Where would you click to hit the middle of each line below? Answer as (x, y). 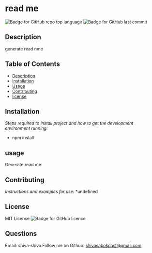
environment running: (26, 128)
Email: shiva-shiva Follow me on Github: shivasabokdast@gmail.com (73, 245)
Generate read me (23, 165)
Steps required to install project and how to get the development (69, 123)
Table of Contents (33, 64)
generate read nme (24, 48)
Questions (21, 234)
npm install (23, 138)
